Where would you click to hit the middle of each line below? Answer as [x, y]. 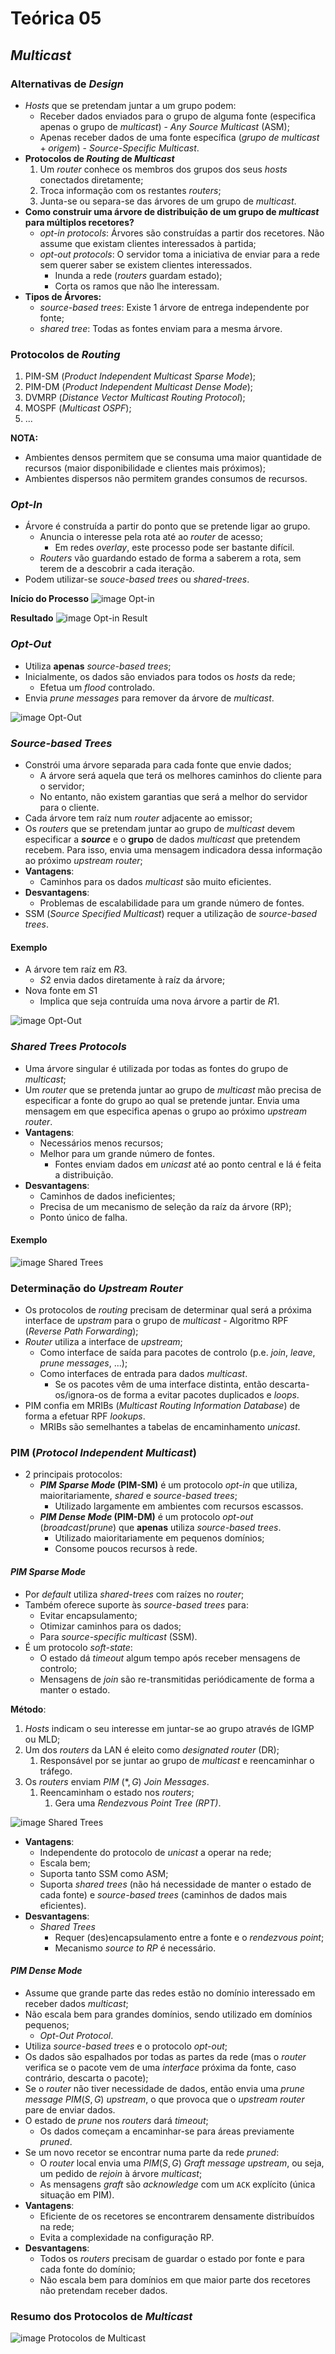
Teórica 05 [56, 18]
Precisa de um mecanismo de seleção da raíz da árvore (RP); [165, 1206]
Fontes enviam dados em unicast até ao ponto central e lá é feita [188, 1164]
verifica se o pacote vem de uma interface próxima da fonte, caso [160, 2067]
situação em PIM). [77, 2194]
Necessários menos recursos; [101, 1143]
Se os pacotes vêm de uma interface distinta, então [161, 1384]
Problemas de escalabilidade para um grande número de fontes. [172, 903]
